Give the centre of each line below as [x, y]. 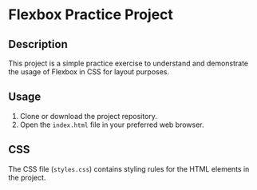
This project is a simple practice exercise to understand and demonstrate [128, 63]
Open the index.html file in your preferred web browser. [112, 125]
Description [38, 44]
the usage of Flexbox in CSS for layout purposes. [89, 72]
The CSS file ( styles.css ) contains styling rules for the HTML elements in [129, 168]
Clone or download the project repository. [89, 116]
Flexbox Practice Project [91, 15]
